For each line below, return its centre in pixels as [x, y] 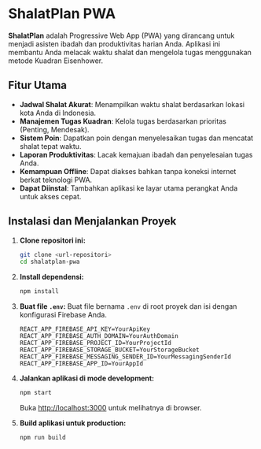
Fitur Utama [38, 85]
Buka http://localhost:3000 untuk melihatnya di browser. [110, 408]
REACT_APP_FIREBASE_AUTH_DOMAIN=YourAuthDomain [99, 336]
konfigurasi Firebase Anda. [63, 315]
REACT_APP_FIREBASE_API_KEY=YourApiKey [85, 329]
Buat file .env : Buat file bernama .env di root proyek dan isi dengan [128, 306]
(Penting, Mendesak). [54, 129]
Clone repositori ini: [53, 240]
